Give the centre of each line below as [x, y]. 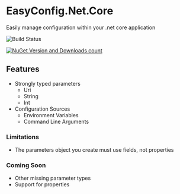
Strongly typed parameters [48, 83]
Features [23, 69]
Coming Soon [26, 165]
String [31, 96]
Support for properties [42, 184]
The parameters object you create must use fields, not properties [94, 150]
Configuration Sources [42, 109]
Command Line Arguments [56, 121]
